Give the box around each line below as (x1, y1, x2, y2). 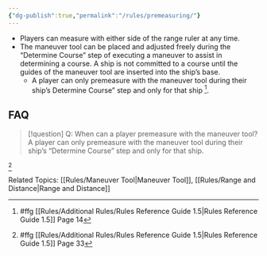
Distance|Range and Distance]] (8, 184, 110, 193)
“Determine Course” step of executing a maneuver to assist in (19, 50, 222, 59)
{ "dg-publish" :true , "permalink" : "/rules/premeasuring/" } (8, 11, 201, 20)
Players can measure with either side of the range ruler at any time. (19, 33, 240, 43)
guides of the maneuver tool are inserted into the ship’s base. (19, 67, 221, 76)
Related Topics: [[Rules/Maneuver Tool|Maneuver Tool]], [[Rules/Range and (8, 175, 256, 185)
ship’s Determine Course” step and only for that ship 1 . (31, 84, 209, 95)
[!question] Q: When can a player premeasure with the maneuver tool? (27, 129, 258, 139)
